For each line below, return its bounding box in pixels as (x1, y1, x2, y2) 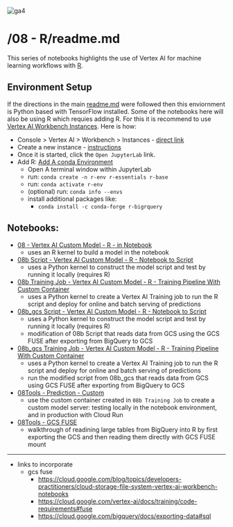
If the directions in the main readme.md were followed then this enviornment (7, 99, 225, 108)
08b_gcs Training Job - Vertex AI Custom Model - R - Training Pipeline (17, 344, 219, 352)
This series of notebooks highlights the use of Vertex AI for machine (7, 54, 202, 62)
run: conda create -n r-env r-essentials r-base (27, 172, 169, 181)
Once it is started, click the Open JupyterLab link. (17, 150, 156, 159)
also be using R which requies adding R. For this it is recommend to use (7, 115, 212, 123)
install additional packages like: (27, 195, 117, 203)
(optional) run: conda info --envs (27, 187, 123, 195)
